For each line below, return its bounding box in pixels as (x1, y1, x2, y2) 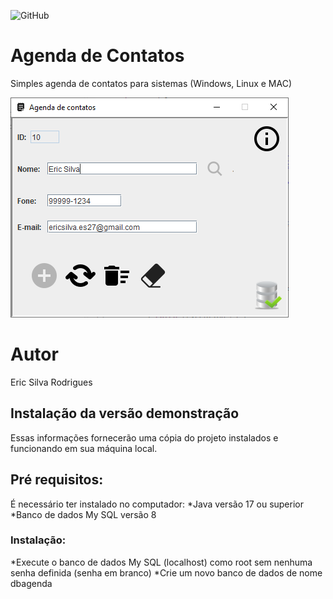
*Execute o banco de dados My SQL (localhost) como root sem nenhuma (10, 556, 313, 568)
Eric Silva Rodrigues (10, 376, 93, 388)
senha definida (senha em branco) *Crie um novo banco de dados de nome (10, 566, 323, 579)
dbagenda (10, 577, 53, 589)
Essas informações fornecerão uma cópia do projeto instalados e (10, 431, 279, 444)
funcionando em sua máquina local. (10, 442, 158, 454)
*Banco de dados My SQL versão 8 (10, 508, 157, 520)
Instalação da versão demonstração (10, 405, 240, 422)
